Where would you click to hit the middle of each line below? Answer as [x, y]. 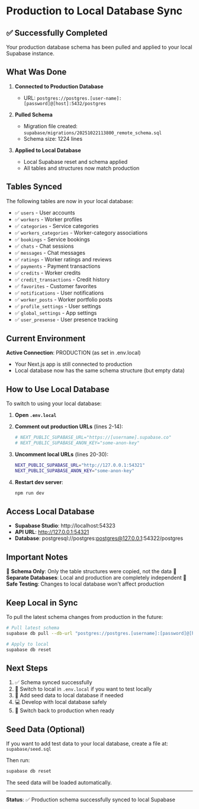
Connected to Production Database [59, 86]
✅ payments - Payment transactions [57, 266]
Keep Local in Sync [42, 603]
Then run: [18, 760]
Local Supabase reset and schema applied [76, 162]
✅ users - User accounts [45, 213]
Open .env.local [36, 415]
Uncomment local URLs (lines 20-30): [61, 454]
